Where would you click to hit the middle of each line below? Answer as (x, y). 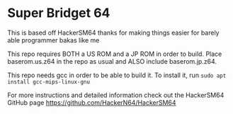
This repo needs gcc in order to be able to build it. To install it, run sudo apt (117, 75)
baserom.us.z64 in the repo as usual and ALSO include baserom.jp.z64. (112, 61)
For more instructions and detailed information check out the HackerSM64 (116, 95)
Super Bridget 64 (59, 13)
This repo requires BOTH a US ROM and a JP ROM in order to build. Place (115, 54)
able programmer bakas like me (53, 40)
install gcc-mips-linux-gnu (49, 82)
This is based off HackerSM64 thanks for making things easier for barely (113, 33)
